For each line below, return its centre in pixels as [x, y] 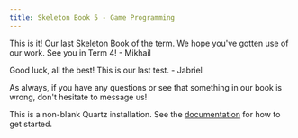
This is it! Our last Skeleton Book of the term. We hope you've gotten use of [149, 43]
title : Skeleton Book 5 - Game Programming [92, 17]
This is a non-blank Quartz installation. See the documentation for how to [145, 114]
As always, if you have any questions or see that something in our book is [146, 87]
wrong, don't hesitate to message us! [78, 97]
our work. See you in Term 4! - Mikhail [80, 52]
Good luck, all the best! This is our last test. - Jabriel [106, 70]
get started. [31, 124]
